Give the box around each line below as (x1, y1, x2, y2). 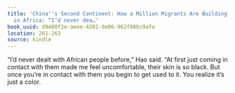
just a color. (7, 78, 41, 86)
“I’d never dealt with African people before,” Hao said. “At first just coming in (7, 55, 228, 64)
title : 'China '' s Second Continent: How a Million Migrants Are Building (7, 10, 228, 17)
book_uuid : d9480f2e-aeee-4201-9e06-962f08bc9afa (7, 23, 156, 30)
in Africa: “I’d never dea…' (13, 17, 99, 24)
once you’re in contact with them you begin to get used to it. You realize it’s (7, 71, 224, 79)
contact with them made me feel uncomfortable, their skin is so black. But (7, 63, 220, 71)
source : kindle (7, 36, 52, 43)
